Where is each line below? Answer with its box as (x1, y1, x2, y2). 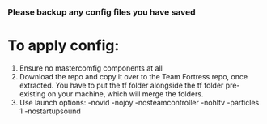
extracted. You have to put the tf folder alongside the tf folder (19, 80, 224, 90)
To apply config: (7, 36, 120, 55)
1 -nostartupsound (19, 106, 82, 116)
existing (19, 88, 46, 99)
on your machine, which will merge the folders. (47, 88, 204, 99)
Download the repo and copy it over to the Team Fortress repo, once (19, 71, 248, 81)
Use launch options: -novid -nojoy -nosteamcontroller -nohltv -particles (19, 97, 260, 107)
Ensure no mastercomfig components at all (19, 63, 163, 73)
